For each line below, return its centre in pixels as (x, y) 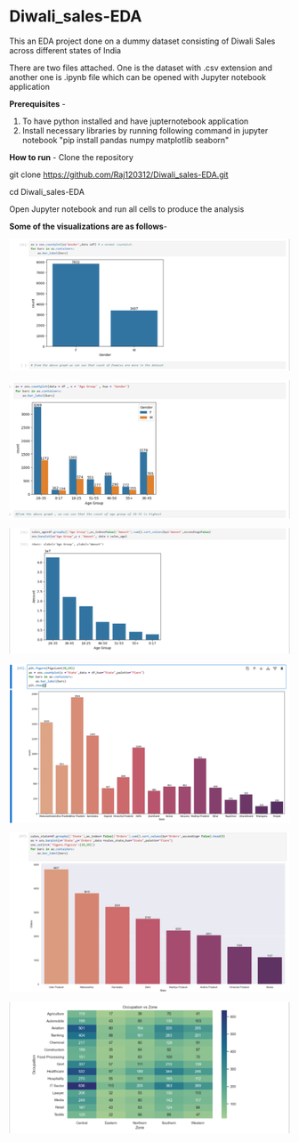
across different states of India (65, 50)
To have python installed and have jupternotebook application (135, 121)
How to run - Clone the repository (71, 157)
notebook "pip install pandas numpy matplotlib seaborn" (125, 140)
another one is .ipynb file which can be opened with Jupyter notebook (138, 77)
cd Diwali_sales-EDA (47, 191)
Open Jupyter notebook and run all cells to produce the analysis (127, 209)
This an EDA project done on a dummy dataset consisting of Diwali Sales (142, 41)
